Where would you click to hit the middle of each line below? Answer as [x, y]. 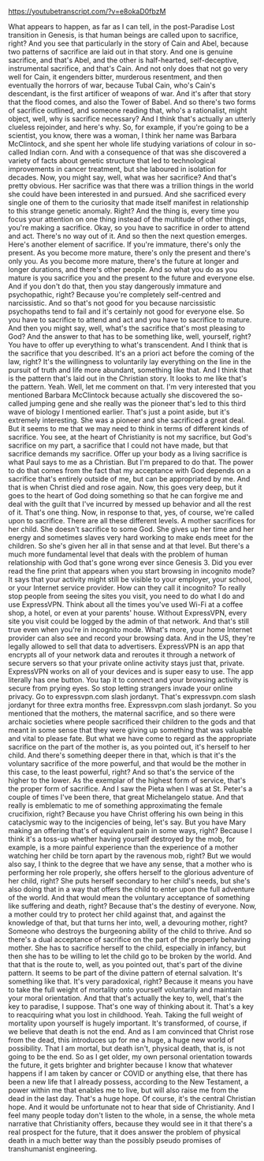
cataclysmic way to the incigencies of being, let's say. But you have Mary [127, 822]
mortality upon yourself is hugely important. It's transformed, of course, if [128, 1023]
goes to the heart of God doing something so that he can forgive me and [126, 495]
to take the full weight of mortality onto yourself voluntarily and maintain [125, 990]
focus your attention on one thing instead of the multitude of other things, [127, 219]
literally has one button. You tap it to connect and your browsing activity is [128, 680]
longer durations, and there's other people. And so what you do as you [123, 270]
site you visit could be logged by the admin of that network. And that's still [129, 621]
